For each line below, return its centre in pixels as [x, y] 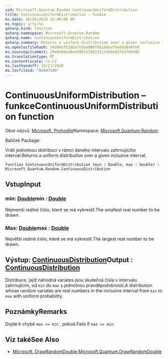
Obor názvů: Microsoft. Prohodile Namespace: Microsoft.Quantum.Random [82, 131]
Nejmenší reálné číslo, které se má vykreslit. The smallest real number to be [82, 209]
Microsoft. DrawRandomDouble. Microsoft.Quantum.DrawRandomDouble [87, 351]
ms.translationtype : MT [30, 56]
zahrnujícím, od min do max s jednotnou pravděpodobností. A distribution [79, 285]
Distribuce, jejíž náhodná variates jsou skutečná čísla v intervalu [71, 280]
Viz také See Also [32, 339]
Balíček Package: [23, 140]
